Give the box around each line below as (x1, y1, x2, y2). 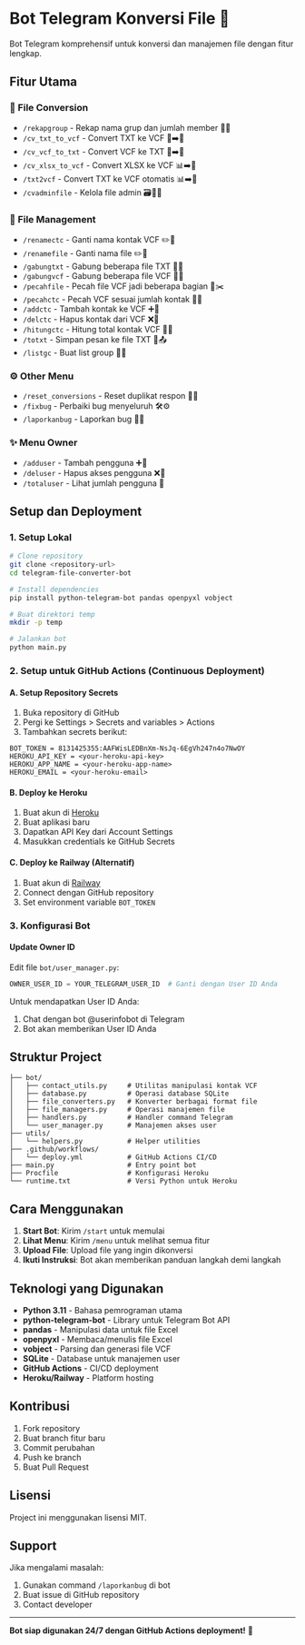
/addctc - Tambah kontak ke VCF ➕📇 (22, 303, 161, 314)
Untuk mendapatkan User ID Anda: (9, 996, 140, 1006)
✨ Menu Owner (9, 436, 78, 449)
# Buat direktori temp (9, 609, 95, 619)
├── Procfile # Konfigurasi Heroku (9, 1169, 209, 1178)
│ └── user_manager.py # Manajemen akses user (9, 1121, 218, 1130)
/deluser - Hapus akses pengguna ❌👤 (22, 467, 166, 478)
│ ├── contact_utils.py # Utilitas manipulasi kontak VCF (9, 1081, 258, 1091)
